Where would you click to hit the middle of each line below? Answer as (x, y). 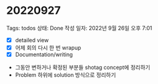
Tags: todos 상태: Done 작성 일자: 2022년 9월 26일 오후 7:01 (79, 28)
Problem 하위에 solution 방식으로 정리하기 (66, 75)
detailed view (32, 40)
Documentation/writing (44, 54)
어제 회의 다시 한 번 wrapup (48, 48)
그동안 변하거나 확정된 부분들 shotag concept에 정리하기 (83, 68)
